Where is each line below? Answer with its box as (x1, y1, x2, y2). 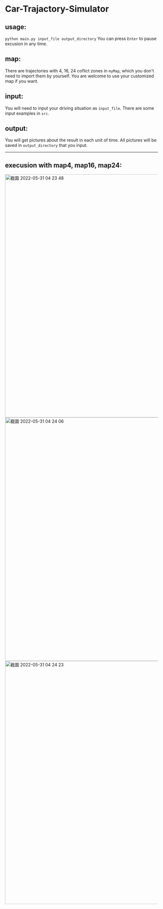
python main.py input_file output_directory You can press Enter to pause (5, 36, 157, 41)
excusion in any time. (5, 41, 48, 47)
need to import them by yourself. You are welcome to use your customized (5, 73, 154, 79)
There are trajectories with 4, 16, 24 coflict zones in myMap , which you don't (5, 68, 154, 73)
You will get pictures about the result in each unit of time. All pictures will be (5, 137, 157, 143)
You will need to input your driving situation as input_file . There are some (5, 105, 154, 111)
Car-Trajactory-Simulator (5, 3, 109, 15)
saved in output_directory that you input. (5, 143, 88, 148)
